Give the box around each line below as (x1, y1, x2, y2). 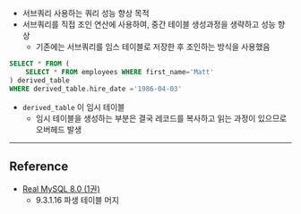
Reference (9, 158, 69, 174)
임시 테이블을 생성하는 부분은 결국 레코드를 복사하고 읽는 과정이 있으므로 (35, 113, 288, 124)
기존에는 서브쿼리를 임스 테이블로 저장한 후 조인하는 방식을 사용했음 (35, 41, 271, 52)
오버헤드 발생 (35, 124, 82, 134)
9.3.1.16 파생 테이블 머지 (35, 195, 119, 206)
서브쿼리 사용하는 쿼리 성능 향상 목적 (21, 8, 150, 18)
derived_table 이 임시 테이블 (21, 101, 125, 112)
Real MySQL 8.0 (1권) (21, 184, 100, 194)
